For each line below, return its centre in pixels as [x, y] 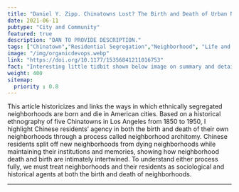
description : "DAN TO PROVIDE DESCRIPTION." [74, 40]
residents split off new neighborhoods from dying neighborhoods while [112, 144]
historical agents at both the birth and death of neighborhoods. [100, 174]
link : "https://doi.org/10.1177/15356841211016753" [85, 60]
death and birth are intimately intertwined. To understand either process [113, 159]
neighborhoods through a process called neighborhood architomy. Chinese [117, 137]
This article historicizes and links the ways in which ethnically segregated [115, 106]
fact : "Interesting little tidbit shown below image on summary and [111, 67]
